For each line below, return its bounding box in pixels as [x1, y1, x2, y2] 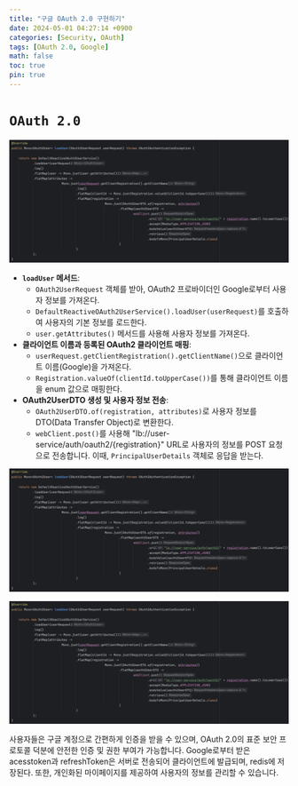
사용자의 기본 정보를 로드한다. [44, 317, 147, 328]
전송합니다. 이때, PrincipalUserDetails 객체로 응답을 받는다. [51, 450, 264, 461]
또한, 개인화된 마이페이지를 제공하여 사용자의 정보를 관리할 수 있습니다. [35, 767, 279, 778]
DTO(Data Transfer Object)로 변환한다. [35, 417, 175, 428]
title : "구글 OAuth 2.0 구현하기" [9, 14, 126, 23]
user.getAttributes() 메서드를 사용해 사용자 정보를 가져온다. [35, 329, 250, 339]
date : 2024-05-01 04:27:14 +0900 [9, 23, 133, 33]
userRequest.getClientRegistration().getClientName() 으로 [35, 351, 253, 361]
